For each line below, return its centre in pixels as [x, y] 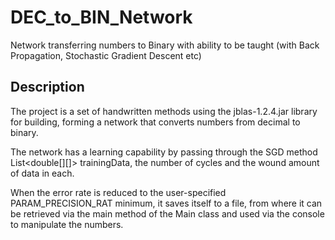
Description [47, 87]
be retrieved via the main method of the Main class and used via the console [167, 213]
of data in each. [42, 173]
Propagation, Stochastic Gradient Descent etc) [106, 55]
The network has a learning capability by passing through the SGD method [164, 152]
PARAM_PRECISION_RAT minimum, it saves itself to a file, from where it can [166, 203]
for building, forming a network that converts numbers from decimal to [155, 122]
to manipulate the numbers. [67, 224]
